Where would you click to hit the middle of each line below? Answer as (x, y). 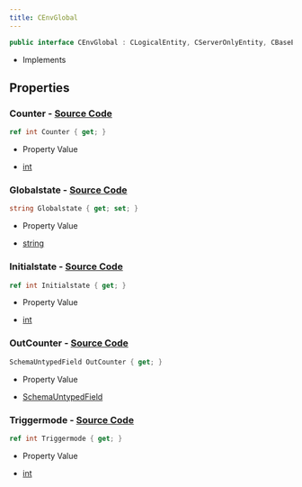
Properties (40, 88)
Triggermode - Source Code (72, 419)
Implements (44, 59)
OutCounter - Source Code (69, 343)
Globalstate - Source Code (68, 190)
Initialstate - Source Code (66, 266)
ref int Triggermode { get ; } (66, 438)
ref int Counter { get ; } (58, 132)
